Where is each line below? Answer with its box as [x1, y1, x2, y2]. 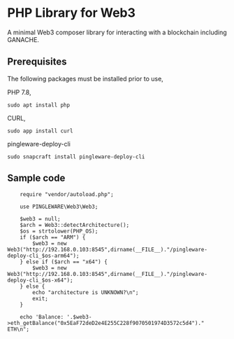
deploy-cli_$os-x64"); [7, 277, 73, 284]
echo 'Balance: [20, 313, 64, 320]
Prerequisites [7, 56, 67, 68]
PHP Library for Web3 [7, 5, 136, 21]
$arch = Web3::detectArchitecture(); [20, 221, 130, 228]
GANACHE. [7, 35, 40, 43]
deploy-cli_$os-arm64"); [7, 252, 80, 259]
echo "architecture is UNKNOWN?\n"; [32, 289, 139, 296]
